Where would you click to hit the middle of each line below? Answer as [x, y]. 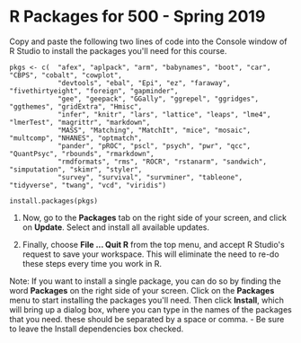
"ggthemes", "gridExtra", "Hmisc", [76, 106]
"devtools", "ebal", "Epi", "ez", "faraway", [144, 83]
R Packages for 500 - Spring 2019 [137, 17]
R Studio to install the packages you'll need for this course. [118, 50]
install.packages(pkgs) [54, 201]
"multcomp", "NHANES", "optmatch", [76, 138]
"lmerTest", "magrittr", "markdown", [80, 122]
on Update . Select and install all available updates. [115, 227]
